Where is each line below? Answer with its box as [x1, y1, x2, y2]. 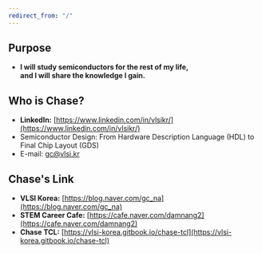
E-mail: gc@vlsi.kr [19, 149, 80, 159]
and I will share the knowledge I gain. [19, 71, 145, 81]
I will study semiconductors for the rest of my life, [19, 62, 189, 72]
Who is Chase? [8, 93, 85, 108]
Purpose [8, 42, 52, 55]
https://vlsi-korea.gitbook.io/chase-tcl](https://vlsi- [63, 227, 232, 237]
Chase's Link [8, 172, 74, 186]
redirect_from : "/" [8, 11, 73, 20]
